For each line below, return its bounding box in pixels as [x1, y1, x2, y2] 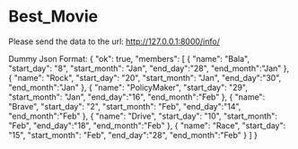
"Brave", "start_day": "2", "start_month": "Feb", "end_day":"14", [8, 101, 241, 111]
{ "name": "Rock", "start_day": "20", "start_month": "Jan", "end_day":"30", [8, 72, 282, 83]
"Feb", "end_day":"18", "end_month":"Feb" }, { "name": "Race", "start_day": [8, 119, 286, 131]
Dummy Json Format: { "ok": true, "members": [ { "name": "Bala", [8, 53, 250, 64]
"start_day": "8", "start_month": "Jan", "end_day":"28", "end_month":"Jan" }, [8, 63, 290, 74]
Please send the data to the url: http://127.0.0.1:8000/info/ [8, 36, 221, 47]
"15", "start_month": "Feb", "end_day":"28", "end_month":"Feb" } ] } [8, 129, 258, 140]
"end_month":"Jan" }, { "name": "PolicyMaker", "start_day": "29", [8, 82, 249, 92]
